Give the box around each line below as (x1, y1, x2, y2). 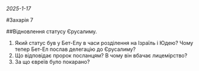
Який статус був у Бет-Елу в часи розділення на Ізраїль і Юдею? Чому (14, 40, 194, 46)
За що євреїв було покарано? (14, 59, 90, 65)
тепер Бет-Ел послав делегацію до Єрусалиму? (14, 46, 136, 53)
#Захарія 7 (6, 17, 34, 23)
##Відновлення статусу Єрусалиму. (6, 28, 97, 35)
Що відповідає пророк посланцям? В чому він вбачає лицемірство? (14, 52, 188, 59)
